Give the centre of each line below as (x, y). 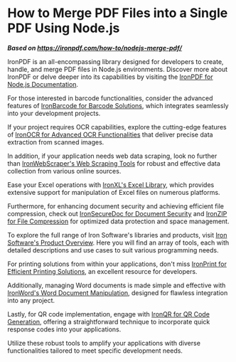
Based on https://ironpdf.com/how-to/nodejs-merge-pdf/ (95, 48)
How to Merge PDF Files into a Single (118, 13)
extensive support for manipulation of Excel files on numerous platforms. (114, 192)
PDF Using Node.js (64, 28)
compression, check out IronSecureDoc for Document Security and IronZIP (117, 213)
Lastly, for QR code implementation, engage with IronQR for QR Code (108, 314)
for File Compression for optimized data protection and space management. (118, 221)
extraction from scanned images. (56, 142)
